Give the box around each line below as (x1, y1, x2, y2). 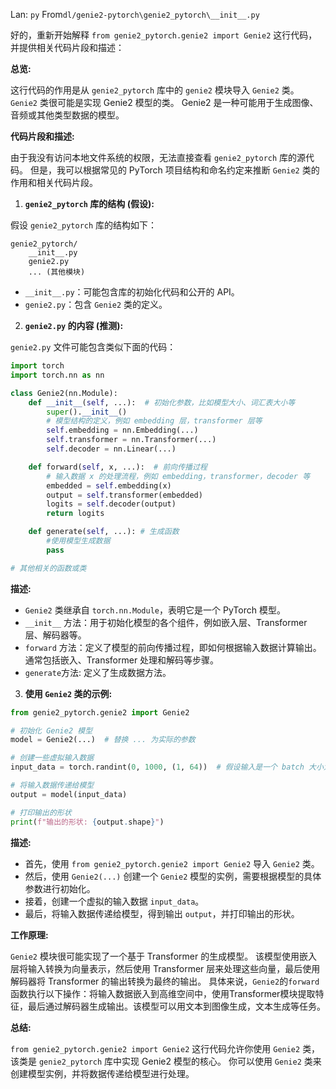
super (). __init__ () (46, 407, 128, 417)
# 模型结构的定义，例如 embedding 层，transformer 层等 (46, 416, 263, 426)
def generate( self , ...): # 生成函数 (28, 527, 180, 537)
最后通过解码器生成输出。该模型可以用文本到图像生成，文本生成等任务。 (27, 1000, 326, 1012)
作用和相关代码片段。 (10, 177, 98, 188)
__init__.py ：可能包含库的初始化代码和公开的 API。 (24, 286, 240, 298)
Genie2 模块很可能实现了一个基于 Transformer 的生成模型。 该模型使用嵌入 (10, 950, 318, 962)
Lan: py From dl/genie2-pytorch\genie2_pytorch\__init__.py (10, 9, 260, 20)
